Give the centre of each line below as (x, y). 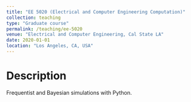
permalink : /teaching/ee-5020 (45, 29)
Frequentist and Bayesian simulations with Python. (69, 92)
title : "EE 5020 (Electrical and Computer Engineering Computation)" (96, 12)
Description (36, 76)
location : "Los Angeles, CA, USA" (50, 46)
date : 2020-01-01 (28, 40)
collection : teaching (34, 18)
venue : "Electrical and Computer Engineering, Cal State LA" (85, 35)
